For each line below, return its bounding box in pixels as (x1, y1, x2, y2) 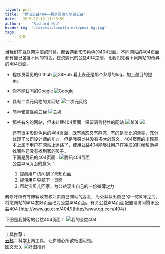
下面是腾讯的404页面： (12, 154, 60, 160)
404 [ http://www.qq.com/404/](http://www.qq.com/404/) (9, 206, 126, 212)
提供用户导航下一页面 (19, 177, 63, 183)
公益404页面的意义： (12, 160, 55, 166)
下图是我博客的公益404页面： (5, 216, 65, 222)
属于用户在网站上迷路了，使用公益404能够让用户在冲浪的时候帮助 (21, 142, 154, 148)
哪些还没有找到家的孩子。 (16, 148, 69, 154)
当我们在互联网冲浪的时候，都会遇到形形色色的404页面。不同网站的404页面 (5, 49, 160, 55)
